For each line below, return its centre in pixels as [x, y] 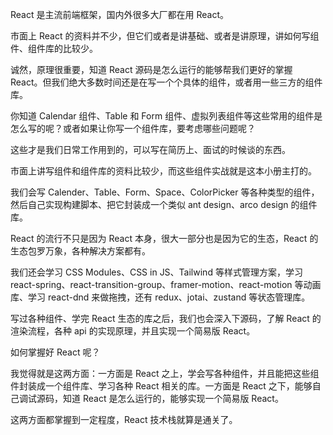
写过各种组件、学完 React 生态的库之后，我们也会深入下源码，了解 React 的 [166, 318]
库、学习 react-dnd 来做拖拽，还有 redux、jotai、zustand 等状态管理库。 [160, 297]
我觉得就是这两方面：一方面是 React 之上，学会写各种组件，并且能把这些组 [165, 373]
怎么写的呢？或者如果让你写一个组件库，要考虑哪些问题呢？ [133, 128]
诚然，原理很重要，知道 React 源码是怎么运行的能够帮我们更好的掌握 [151, 69]
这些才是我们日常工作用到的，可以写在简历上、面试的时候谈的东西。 [150, 149]
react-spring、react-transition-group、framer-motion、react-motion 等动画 [166, 284]
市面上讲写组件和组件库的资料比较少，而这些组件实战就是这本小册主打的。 [163, 171]
